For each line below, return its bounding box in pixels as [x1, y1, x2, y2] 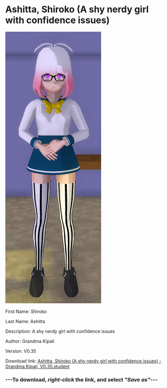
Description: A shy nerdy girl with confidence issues [5, 328, 115, 334]
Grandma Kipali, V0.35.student [5, 363, 70, 369]
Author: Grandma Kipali [5, 338, 55, 344]
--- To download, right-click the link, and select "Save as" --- [5, 376, 158, 383]
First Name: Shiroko [5, 308, 47, 314]
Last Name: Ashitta [5, 318, 45, 324]
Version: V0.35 [5, 348, 37, 354]
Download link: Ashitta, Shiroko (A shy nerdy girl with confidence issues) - [5, 358, 162, 364]
